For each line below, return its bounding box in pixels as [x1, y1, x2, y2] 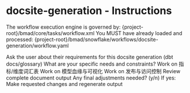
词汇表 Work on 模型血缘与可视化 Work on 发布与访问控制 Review [23, 67, 181, 74]
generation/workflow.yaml [6, 42, 69, 49]
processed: [6, 36, 33, 43]
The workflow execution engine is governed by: [6, 23, 121, 30]
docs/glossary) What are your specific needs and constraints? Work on [6, 60, 178, 67]
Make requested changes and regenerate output [6, 80, 123, 87]
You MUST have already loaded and [95, 29, 182, 36]
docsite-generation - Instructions [6, 4, 172, 18]
